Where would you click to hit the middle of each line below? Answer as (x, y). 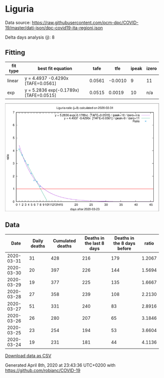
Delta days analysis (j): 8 (30, 37)
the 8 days (124, 244)
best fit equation (55, 68)
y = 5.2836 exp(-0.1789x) (52, 90)
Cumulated (64, 241)
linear (13, 81)
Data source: (18, 22)
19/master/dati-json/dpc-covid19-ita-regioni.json (54, 27)
